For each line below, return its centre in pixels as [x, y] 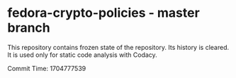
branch [29, 28]
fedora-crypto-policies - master [103, 13]
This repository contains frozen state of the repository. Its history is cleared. [118, 47]
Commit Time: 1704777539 [47, 68]
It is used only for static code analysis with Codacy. [82, 55]
